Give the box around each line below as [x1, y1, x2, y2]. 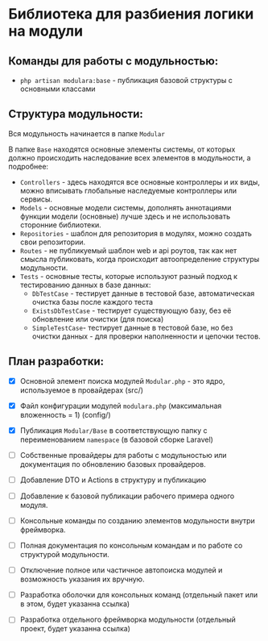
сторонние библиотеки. [19, 219, 102, 230]
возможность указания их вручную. [19, 574, 145, 585]
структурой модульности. [19, 550, 110, 560]
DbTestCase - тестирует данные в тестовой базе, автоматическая [31, 288, 255, 298]
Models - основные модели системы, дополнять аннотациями [19, 202, 232, 212]
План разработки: [8, 355, 105, 368]
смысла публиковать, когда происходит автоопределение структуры [19, 254, 260, 264]
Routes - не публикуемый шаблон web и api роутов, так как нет [19, 245, 237, 255]
